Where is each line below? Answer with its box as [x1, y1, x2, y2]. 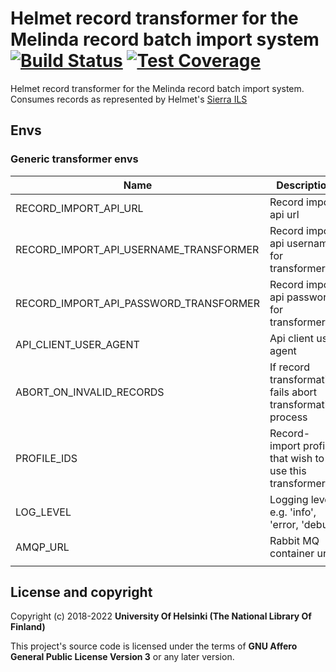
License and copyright [10, 584, 153, 601]
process [269, 410, 308, 424]
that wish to [269, 451, 325, 465]
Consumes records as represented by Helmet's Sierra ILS [10, 93, 248, 105]
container [269, 546, 315, 560]
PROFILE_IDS [15, 451, 78, 465]
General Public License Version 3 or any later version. [10, 651, 235, 663]
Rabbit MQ [269, 533, 320, 547]
